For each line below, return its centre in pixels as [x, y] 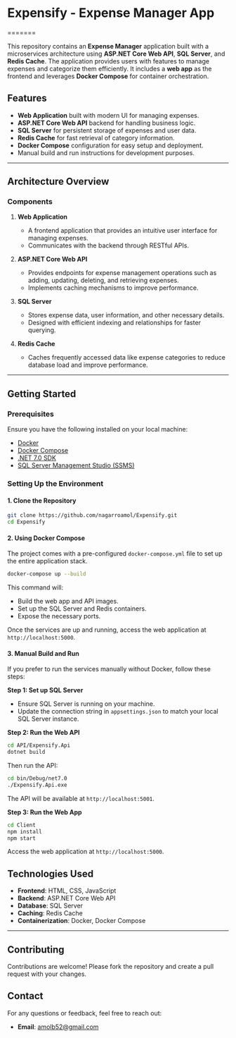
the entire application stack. [47, 561]
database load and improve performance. [88, 365]
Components [30, 202]
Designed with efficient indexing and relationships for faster [114, 323]
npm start [22, 838]
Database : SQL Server [50, 906]
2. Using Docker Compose [46, 538]
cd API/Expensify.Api [39, 745]
